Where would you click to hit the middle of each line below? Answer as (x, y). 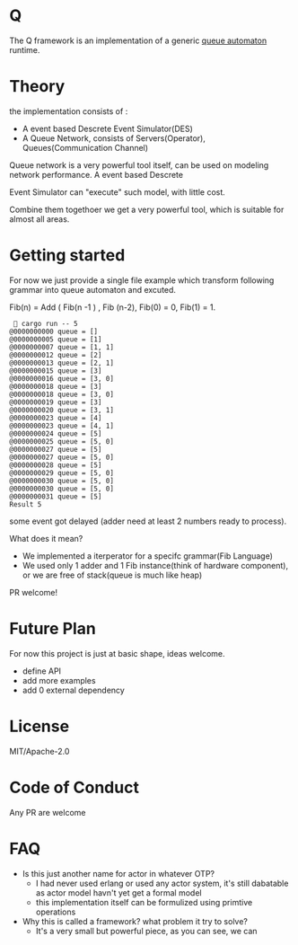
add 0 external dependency (74, 690)
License (39, 726)
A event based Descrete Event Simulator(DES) (107, 128)
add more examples (59, 680)
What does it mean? (46, 538)
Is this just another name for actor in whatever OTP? (118, 873)
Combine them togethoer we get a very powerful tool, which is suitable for (147, 209)
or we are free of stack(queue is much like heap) (112, 575)
